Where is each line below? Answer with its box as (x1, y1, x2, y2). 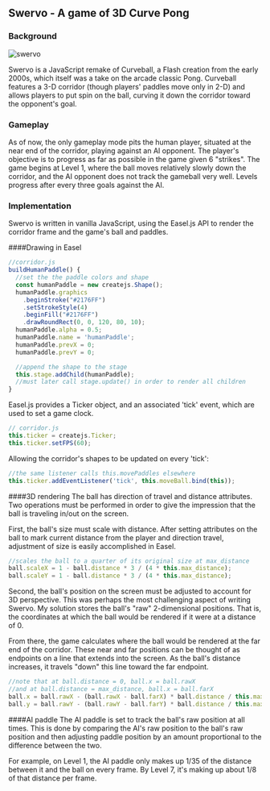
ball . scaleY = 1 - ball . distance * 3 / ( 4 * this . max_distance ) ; (8, 572, 232, 580)
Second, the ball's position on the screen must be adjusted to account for (8, 586, 252, 596)
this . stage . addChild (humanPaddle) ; (15, 370, 135, 378)
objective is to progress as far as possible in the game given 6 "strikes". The (8, 154, 260, 164)
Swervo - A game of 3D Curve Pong (8, 6, 190, 20)
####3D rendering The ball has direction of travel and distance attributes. (8, 491, 253, 501)
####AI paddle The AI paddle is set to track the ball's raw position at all (8, 714, 245, 724)
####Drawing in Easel (8, 243, 82, 252)
